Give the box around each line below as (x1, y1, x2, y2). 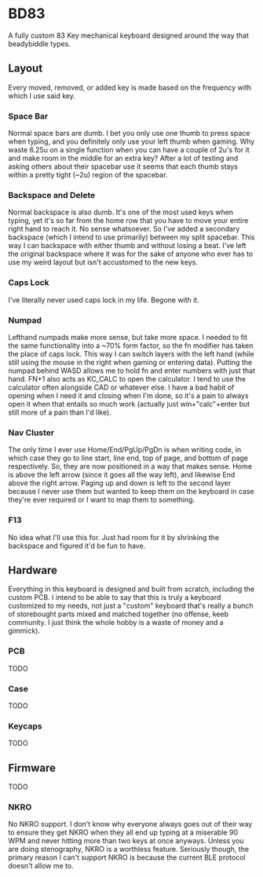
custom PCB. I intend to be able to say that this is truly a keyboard (8, 593, 221, 602)
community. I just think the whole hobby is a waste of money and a (8, 618, 224, 627)
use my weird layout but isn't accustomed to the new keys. (8, 258, 199, 267)
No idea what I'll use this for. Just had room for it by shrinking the (8, 532, 220, 542)
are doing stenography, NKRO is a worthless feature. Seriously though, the (8, 845, 250, 854)
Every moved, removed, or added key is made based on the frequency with (8, 82, 251, 92)
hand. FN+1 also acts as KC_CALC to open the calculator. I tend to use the (8, 374, 247, 383)
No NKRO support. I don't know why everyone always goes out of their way (8, 820, 253, 829)
